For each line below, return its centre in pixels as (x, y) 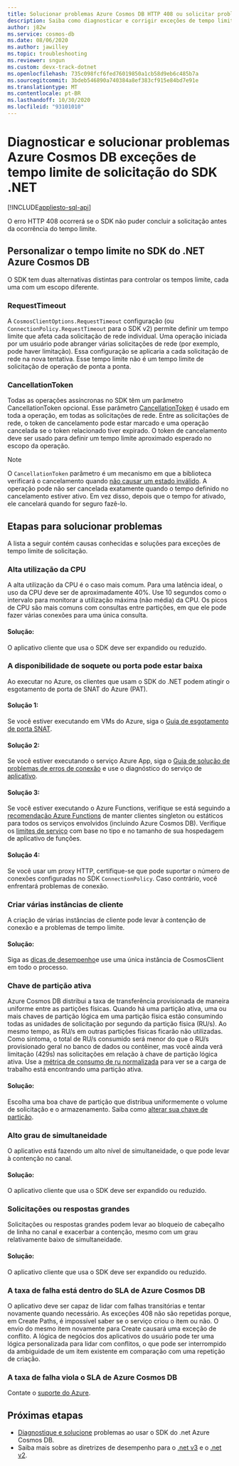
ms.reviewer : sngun (36, 61)
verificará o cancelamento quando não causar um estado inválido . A (107, 481)
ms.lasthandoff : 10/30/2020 (49, 101)
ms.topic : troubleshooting (47, 54)
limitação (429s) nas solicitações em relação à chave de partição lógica (113, 1054)
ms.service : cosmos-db (41, 34)
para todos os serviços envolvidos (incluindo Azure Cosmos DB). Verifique (117, 824)
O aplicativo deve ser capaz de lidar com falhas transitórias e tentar (106, 1306)
